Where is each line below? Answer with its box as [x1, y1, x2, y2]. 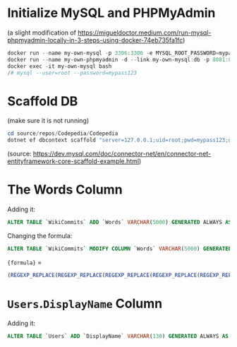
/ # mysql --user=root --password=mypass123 [7, 69, 138, 76]
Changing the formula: [7, 231, 73, 240]
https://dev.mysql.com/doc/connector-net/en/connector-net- [32, 150, 212, 158]
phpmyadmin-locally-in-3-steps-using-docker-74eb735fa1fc [7, 35, 183, 44]
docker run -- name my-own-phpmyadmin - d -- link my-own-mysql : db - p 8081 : [7, 56, 229, 63]
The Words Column [7, 182, 123, 198]
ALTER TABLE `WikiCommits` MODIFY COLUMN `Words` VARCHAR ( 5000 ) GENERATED [7, 245, 232, 252]
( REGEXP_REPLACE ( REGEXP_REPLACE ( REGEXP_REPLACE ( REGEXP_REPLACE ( [7, 271, 200, 278]
